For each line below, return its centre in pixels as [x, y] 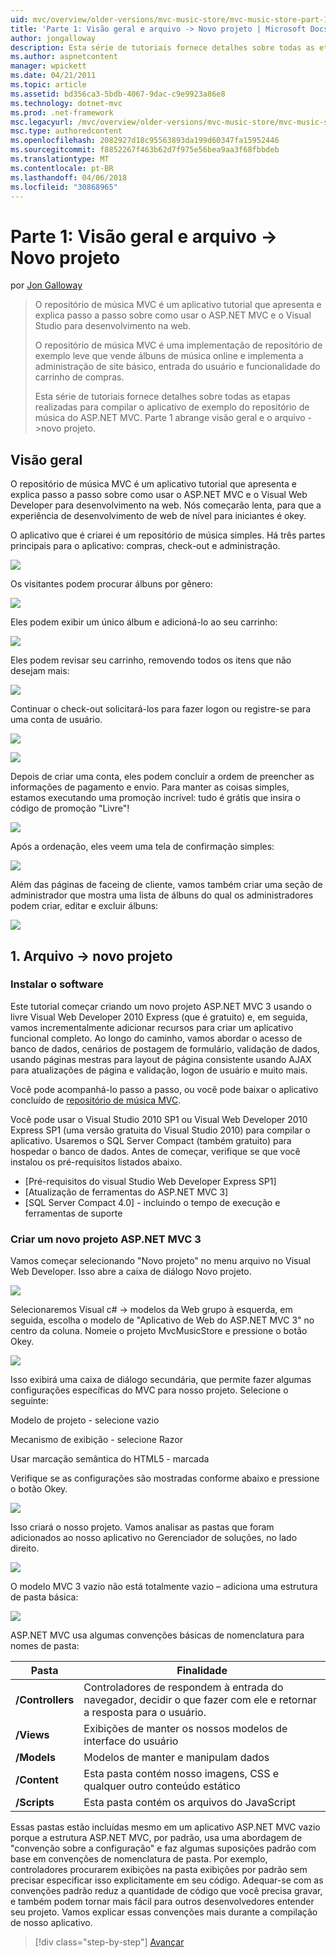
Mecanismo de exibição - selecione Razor [96, 1440]
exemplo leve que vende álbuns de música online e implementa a [169, 356]
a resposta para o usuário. [145, 1713]
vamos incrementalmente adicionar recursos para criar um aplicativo [152, 1027]
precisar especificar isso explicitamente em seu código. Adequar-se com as [167, 1880]
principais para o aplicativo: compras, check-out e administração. [145, 546]
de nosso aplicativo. [51, 1923]
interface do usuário [131, 1741]
